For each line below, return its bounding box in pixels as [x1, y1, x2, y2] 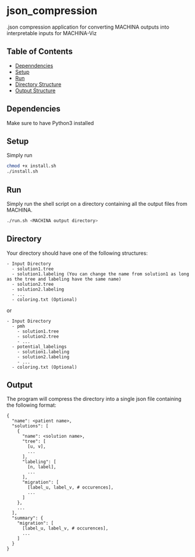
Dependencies [6, 104, 61, 114]
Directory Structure [15, 81, 62, 88]
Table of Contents [6, 47, 73, 57]
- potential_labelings [12, 344, 67, 350]
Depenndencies [15, 62, 54, 69]
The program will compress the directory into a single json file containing [6, 396, 182, 403]
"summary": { [12, 516, 44, 521]
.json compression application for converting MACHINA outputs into [6, 23, 169, 30]
